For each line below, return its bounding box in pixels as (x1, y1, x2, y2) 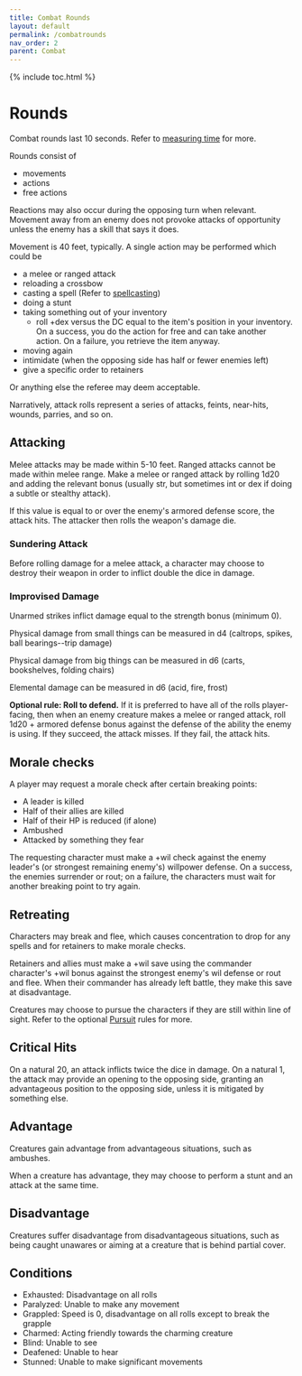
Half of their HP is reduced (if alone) (22, 815, 158, 826)
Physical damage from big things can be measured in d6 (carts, (9, 655, 245, 666)
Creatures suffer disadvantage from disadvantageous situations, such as (9, 1230, 279, 1241)
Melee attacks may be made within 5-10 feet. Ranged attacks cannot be (9, 459, 277, 470)
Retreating (9, 906, 70, 922)
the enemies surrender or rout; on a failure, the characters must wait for (9, 871, 277, 882)
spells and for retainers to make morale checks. (9, 941, 187, 952)
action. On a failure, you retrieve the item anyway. (35, 336, 221, 347)
